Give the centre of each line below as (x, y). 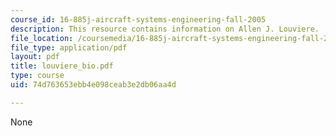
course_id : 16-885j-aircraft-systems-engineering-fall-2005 (138, 19)
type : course (37, 76)
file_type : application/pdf (69, 47)
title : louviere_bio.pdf (62, 66)
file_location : (42, 38)
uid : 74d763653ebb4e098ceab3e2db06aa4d (93, 85)
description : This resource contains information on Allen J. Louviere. (165, 29)
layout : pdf (35, 57)
